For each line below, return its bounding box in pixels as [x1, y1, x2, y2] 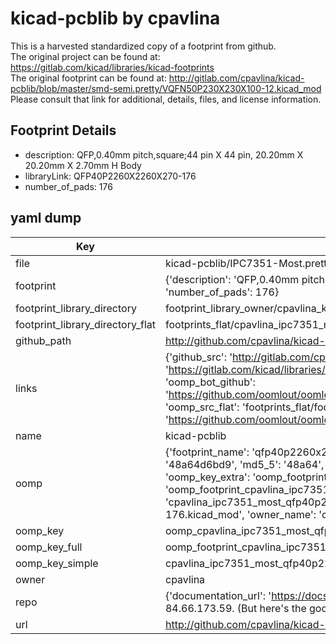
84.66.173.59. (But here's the [164, 601, 307, 615]
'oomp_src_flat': [164, 400, 240, 414]
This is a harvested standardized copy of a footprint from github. [10, 40, 277, 52]
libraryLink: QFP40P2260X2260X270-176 [24, 170, 197, 182]
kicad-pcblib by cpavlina [10, 7, 221, 30]
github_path [15, 333, 72, 347]
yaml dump [10, 210, 82, 227]
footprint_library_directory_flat [15, 317, 156, 331]
